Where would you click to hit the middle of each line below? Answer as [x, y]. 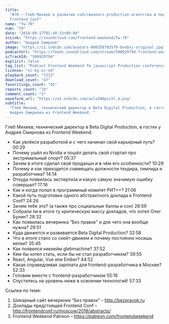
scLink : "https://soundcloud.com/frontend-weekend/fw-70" [67, 38]
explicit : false [22, 61]
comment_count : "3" [26, 94]
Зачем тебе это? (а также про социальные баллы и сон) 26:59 [79, 206]
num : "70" [16, 29]
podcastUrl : [18, 52]
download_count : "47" [28, 80]
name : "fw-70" [20, 24]
